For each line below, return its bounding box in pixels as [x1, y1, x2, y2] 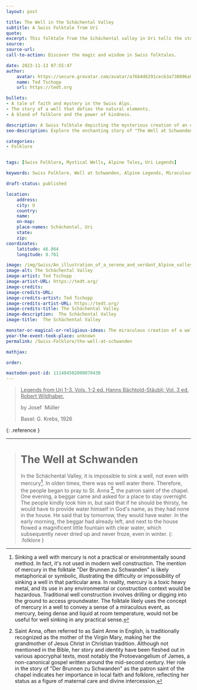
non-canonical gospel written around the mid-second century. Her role [14, 659, 186, 666]
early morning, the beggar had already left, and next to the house [20, 518, 179, 525]
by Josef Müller [20, 404, 60, 411]
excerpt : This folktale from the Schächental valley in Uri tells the [6, 36, 182, 42]
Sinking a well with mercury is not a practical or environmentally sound [14, 554, 186, 561]
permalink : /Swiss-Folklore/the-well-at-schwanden [6, 338, 133, 344]
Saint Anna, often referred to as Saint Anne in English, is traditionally [14, 628, 180, 635]
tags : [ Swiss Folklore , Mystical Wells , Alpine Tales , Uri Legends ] [6, 159, 177, 165]
